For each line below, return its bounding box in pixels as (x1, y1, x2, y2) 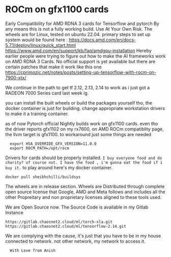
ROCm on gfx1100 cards (5, 4, 109, 15)
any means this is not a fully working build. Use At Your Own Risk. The (5, 25, 153, 32)
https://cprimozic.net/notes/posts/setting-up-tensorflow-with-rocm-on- (5, 69, 157, 75)
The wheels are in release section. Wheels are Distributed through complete (5, 183, 165, 189)
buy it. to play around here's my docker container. (5, 164, 113, 170)
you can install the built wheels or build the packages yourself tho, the (5, 99, 153, 106)
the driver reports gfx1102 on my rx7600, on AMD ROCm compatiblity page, (5, 126, 164, 132)
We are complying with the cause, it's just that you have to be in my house (5, 233, 161, 239)
